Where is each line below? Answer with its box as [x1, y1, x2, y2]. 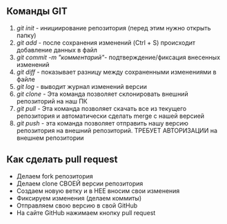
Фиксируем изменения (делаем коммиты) [16, 194, 142, 202]
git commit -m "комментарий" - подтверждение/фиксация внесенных [16, 53, 221, 61]
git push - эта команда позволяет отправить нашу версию [16, 119, 189, 127]
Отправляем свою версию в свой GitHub [16, 201, 138, 210]
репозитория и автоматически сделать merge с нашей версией [16, 112, 205, 120]
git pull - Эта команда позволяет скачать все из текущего [16, 104, 187, 112]
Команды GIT [6, 6, 68, 17]
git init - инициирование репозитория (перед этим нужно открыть [16, 23, 211, 32]
